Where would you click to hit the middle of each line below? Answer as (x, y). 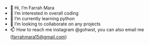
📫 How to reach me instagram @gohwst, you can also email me (77, 30)
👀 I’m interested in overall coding (44, 13)
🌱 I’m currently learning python (42, 18)
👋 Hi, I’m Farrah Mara (32, 8)
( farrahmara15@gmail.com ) (39, 37)
